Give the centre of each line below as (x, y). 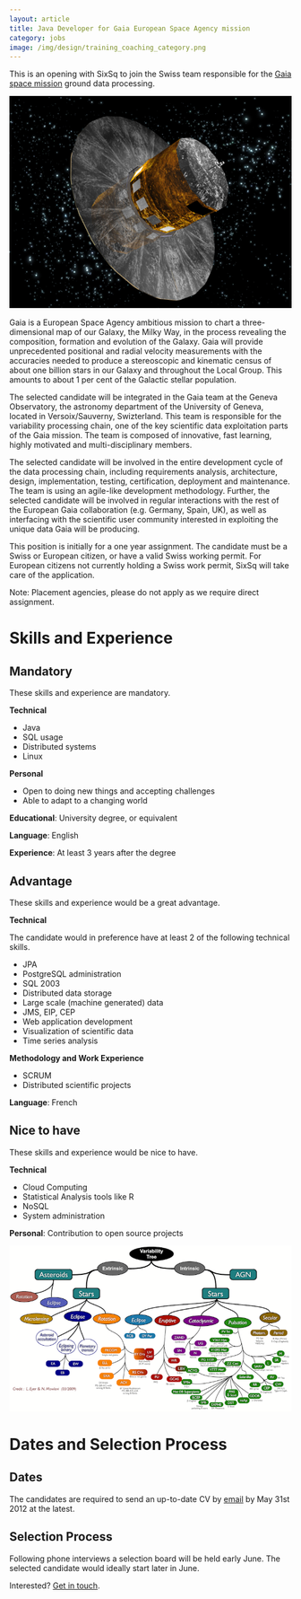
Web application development (77, 1022)
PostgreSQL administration (72, 974)
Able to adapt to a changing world (85, 801)
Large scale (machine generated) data (93, 1003)
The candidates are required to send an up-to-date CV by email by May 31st (150, 1498)
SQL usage (43, 737)
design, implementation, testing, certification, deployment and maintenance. (150, 481)
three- (254, 322)
